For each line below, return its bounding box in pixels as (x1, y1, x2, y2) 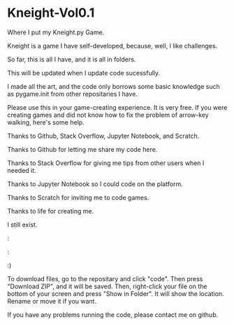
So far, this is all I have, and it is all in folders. (7, 55, 136, 64)
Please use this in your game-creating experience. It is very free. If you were (7, 103, 228, 111)
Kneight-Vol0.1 (7, 5, 95, 21)
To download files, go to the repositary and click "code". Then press (7, 274, 203, 283)
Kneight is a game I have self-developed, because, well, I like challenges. (7, 41, 218, 50)
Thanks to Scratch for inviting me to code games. (7, 193, 149, 201)
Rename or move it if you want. (7, 297, 96, 305)
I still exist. (7, 220, 38, 229)
